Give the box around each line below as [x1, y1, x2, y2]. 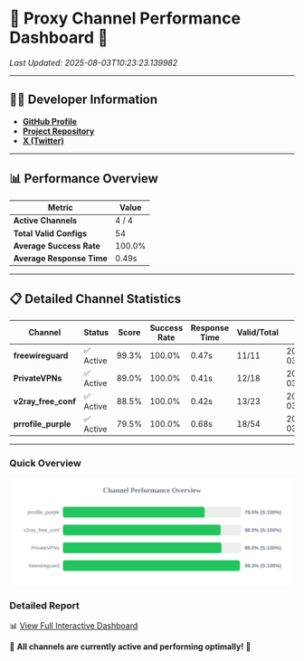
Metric [47, 203, 74, 213]
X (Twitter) [22, 135, 65, 146]
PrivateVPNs [13, 373, 62, 383]
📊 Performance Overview [9, 171, 158, 186]
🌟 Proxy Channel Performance [9, 8, 242, 29]
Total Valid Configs [13, 228, 88, 239]
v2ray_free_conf [13, 395, 77, 406]
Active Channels [13, 215, 78, 226]
